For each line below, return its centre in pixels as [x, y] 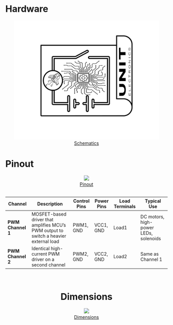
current [39, 254]
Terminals [125, 206]
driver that [42, 219]
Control [81, 201]
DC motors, [152, 217]
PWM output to [47, 230]
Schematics [86, 143]
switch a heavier [49, 236]
